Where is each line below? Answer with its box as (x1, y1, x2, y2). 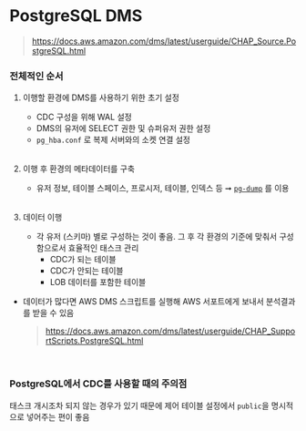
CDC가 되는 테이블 (49, 254, 117, 265)
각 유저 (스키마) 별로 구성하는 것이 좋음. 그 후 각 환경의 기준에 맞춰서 (36, 231, 278, 242)
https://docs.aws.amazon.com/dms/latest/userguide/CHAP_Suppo (45, 325, 296, 337)
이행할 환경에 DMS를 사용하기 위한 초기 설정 (22, 92, 180, 103)
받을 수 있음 (32, 307, 75, 319)
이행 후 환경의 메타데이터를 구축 (22, 163, 135, 174)
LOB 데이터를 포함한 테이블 (49, 277, 147, 288)
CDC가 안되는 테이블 (49, 265, 124, 276)
